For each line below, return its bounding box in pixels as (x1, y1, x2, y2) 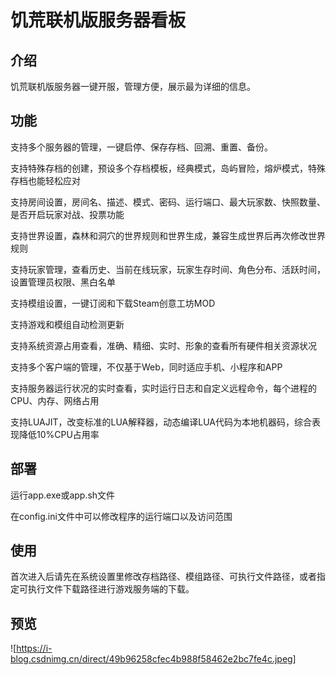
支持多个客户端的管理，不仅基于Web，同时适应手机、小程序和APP (10, 361, 283, 373)
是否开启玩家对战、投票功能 (10, 208, 125, 220)
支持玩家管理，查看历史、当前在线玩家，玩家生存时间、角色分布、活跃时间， (10, 263, 326, 275)
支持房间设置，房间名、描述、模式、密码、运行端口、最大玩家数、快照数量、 (10, 196, 326, 208)
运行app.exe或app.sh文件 (10, 489, 116, 501)
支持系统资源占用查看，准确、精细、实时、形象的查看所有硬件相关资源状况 (10, 339, 317, 351)
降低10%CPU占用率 (18, 428, 100, 440)
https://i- (16, 642, 53, 655)
